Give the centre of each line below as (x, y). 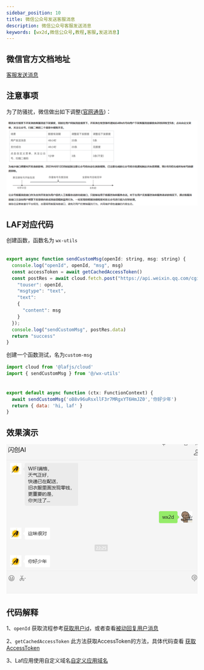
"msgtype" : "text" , (42, 291)
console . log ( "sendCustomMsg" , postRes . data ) (69, 330)
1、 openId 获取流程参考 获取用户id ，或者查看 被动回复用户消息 (83, 628)
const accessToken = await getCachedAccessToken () (77, 272)
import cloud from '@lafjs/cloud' (50, 367)
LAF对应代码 (30, 224)
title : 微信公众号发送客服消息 (41, 19)
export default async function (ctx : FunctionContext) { (80, 393)
